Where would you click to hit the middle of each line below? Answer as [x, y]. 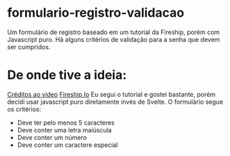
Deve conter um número [52, 137]
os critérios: [24, 109]
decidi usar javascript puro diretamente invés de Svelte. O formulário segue [115, 102]
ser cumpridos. [29, 47]
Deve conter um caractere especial [67, 145]
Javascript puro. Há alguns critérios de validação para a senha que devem [114, 39]
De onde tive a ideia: [67, 75]
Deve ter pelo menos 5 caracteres [66, 123]
